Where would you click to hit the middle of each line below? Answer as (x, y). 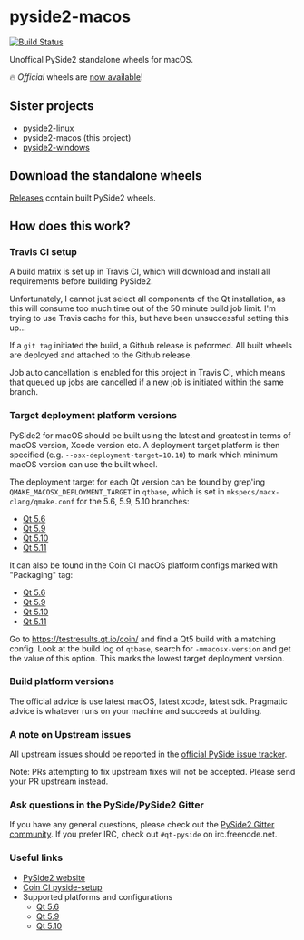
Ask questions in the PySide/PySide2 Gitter (107, 805)
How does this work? (70, 225)
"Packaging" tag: (41, 574)
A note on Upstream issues (70, 734)
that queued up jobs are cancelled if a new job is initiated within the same (147, 382)
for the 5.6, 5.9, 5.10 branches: (133, 501)
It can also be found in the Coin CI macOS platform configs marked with (144, 565)
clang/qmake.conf (42, 502)
